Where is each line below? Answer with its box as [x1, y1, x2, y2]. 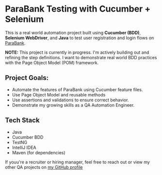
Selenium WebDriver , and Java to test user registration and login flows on [5, 35, 154, 41]
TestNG [12, 139, 28, 145]
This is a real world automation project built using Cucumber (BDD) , [5, 30, 141, 35]
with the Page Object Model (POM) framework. [5, 60, 99, 65]
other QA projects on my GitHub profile [5, 164, 83, 170]
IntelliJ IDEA [12, 144, 36, 150]
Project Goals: [5, 74, 49, 82]
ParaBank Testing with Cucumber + [5, 3, 151, 15]
